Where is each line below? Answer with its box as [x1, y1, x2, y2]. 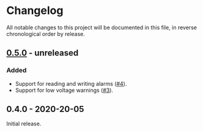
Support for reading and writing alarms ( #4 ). [15, 80, 127, 87]
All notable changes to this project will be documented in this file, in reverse [6, 24, 197, 31]
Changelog [6, 4, 64, 18]
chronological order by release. [6, 30, 86, 37]
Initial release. [6, 120, 42, 128]
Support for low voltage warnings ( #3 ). [15, 86, 114, 94]
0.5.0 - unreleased [6, 48, 79, 58]
